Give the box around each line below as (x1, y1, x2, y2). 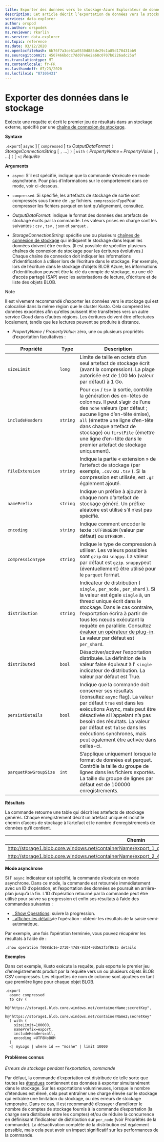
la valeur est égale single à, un (80, 592, 150, 598)
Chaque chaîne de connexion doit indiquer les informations (12, 253, 131, 259)
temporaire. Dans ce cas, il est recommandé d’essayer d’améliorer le (5, 1101, 143, 1107)
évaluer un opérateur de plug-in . (80, 628, 155, 635)
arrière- (141, 885, 156, 891)
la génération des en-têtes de (80, 392, 148, 399)
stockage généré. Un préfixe (80, 500, 145, 507)
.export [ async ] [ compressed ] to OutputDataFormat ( (5, 143, 114, 149)
